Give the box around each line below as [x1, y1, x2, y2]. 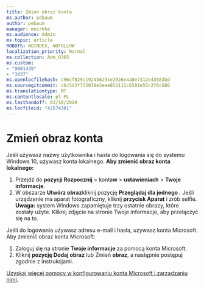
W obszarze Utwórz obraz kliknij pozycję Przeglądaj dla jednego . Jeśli [15, 189, 194, 197]
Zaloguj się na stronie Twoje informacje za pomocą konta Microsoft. [15, 245, 188, 252]
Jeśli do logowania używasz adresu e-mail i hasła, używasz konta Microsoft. [6, 226, 198, 234]
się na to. [15, 215, 38, 222]
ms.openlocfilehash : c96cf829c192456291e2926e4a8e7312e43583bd [6, 77, 171, 83]
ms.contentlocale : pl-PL [6, 94, 69, 100]
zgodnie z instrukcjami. [15, 258, 74, 265]
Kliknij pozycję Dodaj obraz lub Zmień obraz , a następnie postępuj [15, 251, 183, 259]
